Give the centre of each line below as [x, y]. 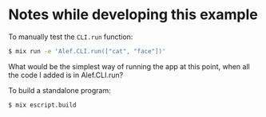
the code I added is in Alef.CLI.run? [66, 75]
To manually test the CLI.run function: [71, 37]
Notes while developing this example [133, 15]
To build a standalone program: [60, 90]
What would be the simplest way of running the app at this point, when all [129, 66]
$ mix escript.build [43, 105]
